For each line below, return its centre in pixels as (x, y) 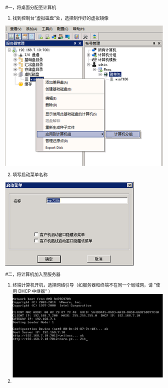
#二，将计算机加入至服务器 (33, 274)
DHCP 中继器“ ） (35, 291)
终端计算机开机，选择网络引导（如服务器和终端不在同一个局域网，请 (82, 285)
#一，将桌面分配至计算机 (31, 7)
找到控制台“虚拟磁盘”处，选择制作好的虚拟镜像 (60, 18)
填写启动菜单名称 (30, 174)
